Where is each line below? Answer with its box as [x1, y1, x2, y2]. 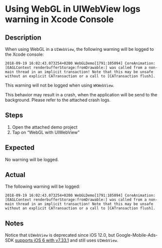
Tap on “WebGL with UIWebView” [12, 129, 80, 135]
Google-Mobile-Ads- [116, 232, 158, 238]
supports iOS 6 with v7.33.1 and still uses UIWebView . [15, 237, 118, 243]
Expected [5, 143, 35, 152]
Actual [5, 171, 26, 179]
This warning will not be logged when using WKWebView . [5, 82, 114, 88]
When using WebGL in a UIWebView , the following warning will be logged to [5, 46, 154, 52]
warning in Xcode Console [5, 14, 114, 25]
